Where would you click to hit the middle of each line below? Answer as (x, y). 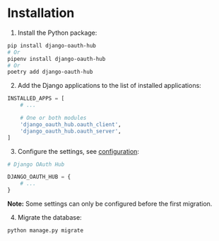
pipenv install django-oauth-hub (57, 59)
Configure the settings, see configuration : (78, 151)
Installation (41, 13)
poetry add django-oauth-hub (50, 72)
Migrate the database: (50, 218)
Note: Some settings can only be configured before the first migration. (110, 204)
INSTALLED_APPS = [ (36, 99)
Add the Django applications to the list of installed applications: (109, 86)
